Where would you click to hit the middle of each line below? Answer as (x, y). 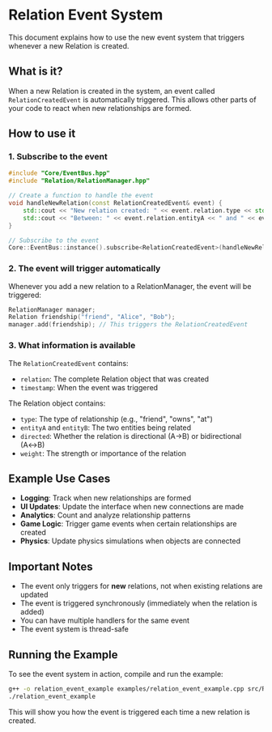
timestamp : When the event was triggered (89, 387)
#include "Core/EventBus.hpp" (59, 173)
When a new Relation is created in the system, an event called (112, 91)
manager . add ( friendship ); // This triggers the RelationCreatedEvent (128, 325)
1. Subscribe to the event (58, 157)
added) (32, 612)
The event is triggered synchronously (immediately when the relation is (138, 603)
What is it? (36, 72)
